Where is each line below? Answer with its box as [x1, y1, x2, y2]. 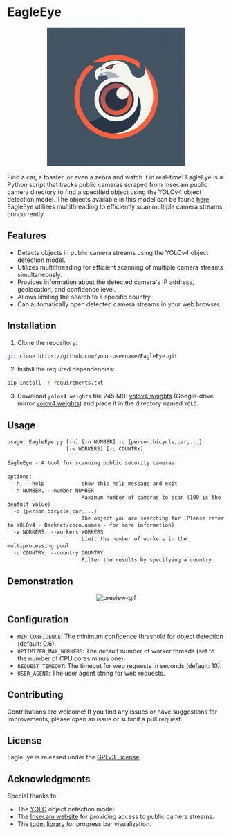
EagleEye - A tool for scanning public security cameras [7, 459, 175, 466]
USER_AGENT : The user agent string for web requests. [17, 669, 165, 677]
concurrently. [7, 209, 46, 218]
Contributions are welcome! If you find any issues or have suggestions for [7, 707, 218, 716]
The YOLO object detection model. [17, 805, 116, 814]
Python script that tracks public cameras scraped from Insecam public [7, 180, 208, 188]
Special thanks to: [7, 791, 59, 800]
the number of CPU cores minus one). [17, 654, 126, 662]
